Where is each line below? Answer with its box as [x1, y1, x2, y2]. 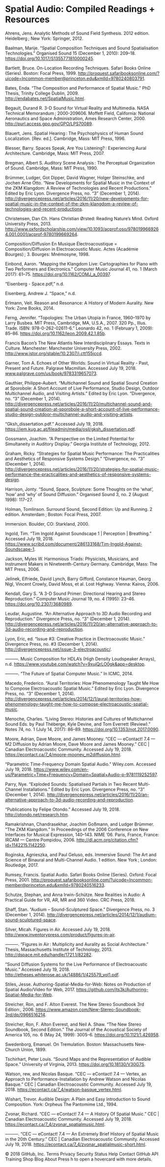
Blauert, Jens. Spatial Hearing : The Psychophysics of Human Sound [5, 130, 143, 136]
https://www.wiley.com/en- [33, 766, 89, 772]
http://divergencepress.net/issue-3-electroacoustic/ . [5, 646, 112, 652]
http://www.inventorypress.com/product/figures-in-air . [5, 932, 116, 937]
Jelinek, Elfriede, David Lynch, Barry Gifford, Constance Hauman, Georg [5, 575, 151, 582]
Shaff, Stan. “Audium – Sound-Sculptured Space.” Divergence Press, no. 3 [5, 906, 155, 912]
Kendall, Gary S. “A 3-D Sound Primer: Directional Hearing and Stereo [5, 590, 146, 597]
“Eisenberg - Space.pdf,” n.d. [5, 281, 65, 287]
